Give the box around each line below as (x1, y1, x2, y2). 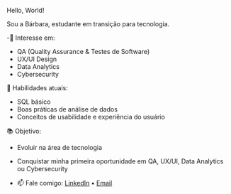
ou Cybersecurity (16, 165, 68, 173)
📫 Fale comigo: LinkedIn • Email (16, 179, 113, 187)
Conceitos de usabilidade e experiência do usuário (16, 113, 166, 121)
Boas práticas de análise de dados (16, 105, 118, 113)
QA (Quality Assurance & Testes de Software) (16, 48, 150, 55)
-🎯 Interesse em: (6, 33, 55, 42)
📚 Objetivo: (6, 127, 42, 135)
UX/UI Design (16, 55, 57, 63)
